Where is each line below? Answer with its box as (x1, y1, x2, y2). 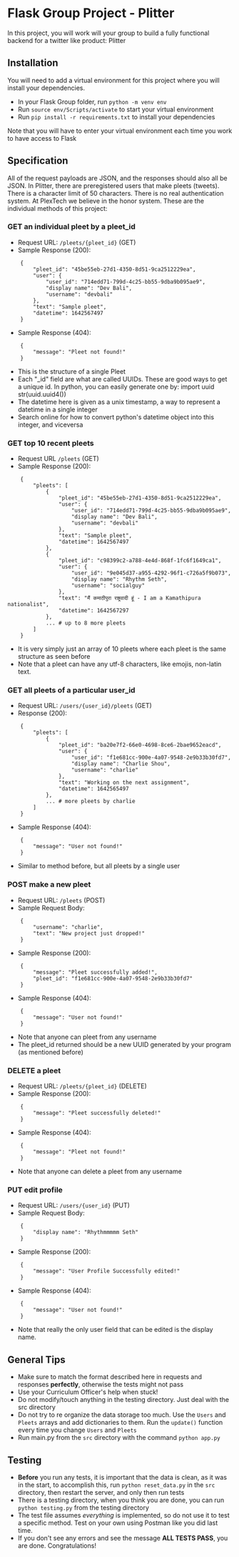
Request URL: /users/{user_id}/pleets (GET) (17, 702, 152, 710)
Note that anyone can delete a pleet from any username (17, 1167, 182, 1176)
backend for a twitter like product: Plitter (7, 36, 126, 44)
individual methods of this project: (7, 204, 108, 212)
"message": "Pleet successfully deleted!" (33, 1110, 161, 1117)
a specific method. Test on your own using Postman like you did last (17, 1518, 218, 1527)
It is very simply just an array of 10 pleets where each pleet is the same (17, 645, 227, 653)
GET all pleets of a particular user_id (7, 685, 136, 695)
